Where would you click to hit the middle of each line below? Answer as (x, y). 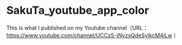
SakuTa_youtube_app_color (78, 10)
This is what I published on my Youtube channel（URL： (77, 28)
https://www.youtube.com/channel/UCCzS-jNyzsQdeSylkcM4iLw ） (93, 35)
